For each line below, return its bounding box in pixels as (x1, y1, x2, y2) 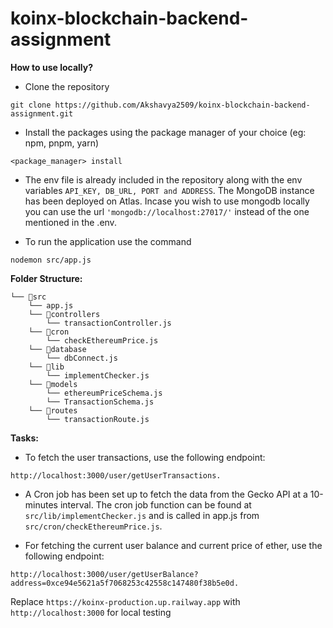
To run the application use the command (24, 235, 192, 247)
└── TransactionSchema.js (46, 397, 155, 407)
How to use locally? (10, 61, 94, 73)
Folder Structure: (10, 272, 83, 284)
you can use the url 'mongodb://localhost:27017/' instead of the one (24, 205, 310, 217)
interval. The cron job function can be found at (59, 498, 252, 511)
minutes (24, 498, 58, 511)
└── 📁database (28, 344, 87, 354)
